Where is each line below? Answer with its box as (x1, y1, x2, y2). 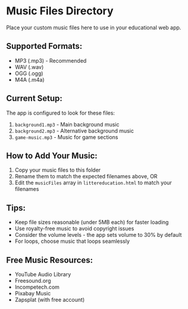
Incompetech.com (14, 283, 59, 291)
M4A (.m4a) (14, 76, 45, 83)
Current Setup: (6, 94, 62, 104)
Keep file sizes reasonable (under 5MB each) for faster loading (14, 219, 169, 226)
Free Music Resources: (6, 255, 93, 265)
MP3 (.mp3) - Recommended (14, 57, 87, 64)
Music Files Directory (6, 4, 114, 18)
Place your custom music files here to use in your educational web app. (6, 24, 181, 31)
